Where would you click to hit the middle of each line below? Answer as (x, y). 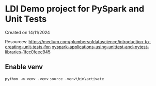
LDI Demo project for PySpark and (75, 9)
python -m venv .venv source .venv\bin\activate (55, 79)
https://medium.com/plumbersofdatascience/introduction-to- (90, 41)
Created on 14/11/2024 (28, 32)
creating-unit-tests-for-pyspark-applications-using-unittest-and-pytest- (77, 47)
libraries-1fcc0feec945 (28, 52)
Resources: (16, 41)
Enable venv (24, 67)
